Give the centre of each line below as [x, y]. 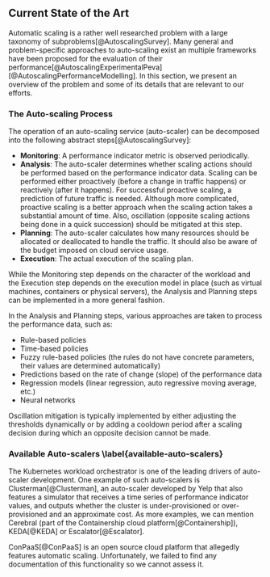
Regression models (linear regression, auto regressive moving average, [138, 383]
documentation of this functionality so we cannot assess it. [106, 564]
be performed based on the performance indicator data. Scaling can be [139, 173]
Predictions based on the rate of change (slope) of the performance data [141, 374]
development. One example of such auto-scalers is [115, 480]
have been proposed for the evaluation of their [85, 58]
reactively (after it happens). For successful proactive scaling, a [126, 190]
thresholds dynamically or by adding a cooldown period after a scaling [125, 424]
